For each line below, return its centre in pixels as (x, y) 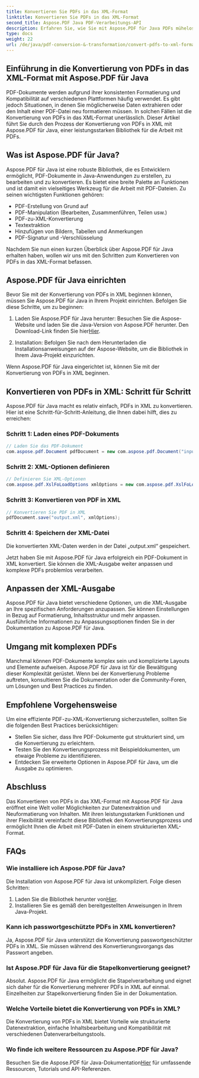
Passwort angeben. (30, 952)
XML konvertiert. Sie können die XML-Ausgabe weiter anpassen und (89, 563)
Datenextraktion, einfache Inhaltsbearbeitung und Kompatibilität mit (89, 1028)
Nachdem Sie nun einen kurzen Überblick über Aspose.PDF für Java (90, 249)
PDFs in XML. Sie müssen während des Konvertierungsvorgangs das (90, 946)
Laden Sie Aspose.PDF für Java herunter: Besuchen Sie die (87, 318)
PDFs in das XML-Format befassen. (49, 261)
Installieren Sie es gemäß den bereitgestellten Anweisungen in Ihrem (98, 905)
